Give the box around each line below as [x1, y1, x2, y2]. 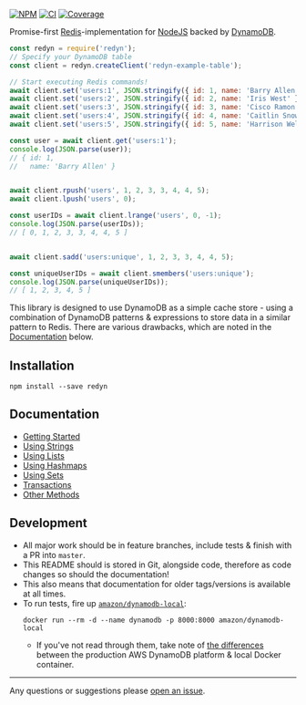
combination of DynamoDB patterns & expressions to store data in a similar [9, 312, 291, 323]
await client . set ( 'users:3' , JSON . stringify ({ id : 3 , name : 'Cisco [9, 103, 271, 112]
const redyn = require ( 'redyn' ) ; [9, 44, 137, 53]
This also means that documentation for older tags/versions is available [22, 578, 291, 589]
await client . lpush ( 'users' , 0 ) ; [9, 194, 137, 204]
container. [36, 658, 75, 669]
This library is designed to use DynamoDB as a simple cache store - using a [9, 302, 294, 314]
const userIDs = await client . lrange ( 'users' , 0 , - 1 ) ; [9, 211, 222, 221]
